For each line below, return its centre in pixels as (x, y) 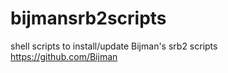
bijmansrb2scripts (88, 18)
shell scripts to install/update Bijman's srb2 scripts (114, 46)
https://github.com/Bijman (64, 56)
